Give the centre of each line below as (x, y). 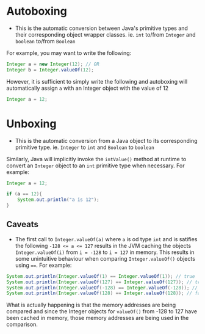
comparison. (22, 324)
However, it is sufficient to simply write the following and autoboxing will (97, 81)
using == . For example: (43, 265)
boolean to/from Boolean (45, 41)
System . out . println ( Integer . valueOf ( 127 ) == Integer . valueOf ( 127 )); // (99, 282)
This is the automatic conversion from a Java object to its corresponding (106, 140)
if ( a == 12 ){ (24, 194)
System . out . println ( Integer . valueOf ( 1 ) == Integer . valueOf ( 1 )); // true (101, 276)
